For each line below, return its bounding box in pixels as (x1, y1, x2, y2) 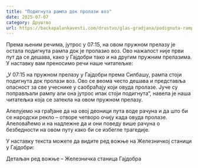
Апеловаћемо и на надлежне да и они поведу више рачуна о (6, 120, 160, 127)
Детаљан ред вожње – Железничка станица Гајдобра (6, 155, 141, 162)
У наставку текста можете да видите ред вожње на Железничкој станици (6, 137, 192, 145)
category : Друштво (6, 19, 51, 25)
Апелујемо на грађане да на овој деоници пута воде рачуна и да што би (6, 107, 189, 115)
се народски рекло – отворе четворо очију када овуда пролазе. (6, 114, 168, 121)
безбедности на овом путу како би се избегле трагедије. (6, 126, 150, 133)
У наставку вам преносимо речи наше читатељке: (6, 60, 134, 67)
